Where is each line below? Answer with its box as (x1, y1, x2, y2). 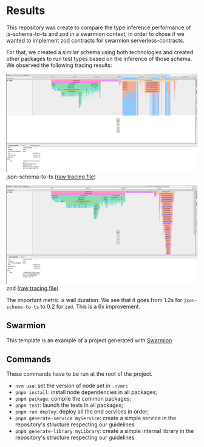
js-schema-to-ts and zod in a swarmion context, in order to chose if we (6, 30, 185, 37)
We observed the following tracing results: (6, 62, 112, 69)
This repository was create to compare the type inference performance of (6, 24, 191, 31)
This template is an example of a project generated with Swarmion (6, 336, 172, 344)
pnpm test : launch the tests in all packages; (15, 401, 123, 409)
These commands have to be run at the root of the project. (6, 370, 153, 378)
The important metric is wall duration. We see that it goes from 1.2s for (6, 296, 183, 303)
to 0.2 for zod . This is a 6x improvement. (40, 303, 141, 310)
